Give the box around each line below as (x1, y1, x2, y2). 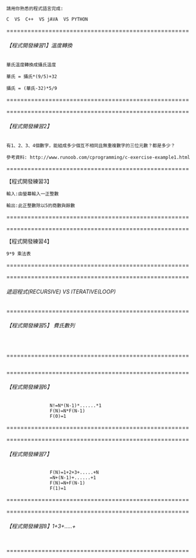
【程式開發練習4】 (6, 237, 53, 245)
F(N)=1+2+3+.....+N (49, 469, 99, 475)
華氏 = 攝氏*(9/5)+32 (6, 73, 58, 80)
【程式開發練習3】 (6, 178, 53, 185)
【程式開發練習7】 (6, 450, 52, 457)
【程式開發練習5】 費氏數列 (6, 322, 75, 329)
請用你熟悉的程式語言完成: (6, 5, 64, 12)
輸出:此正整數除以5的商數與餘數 (6, 203, 75, 209)
